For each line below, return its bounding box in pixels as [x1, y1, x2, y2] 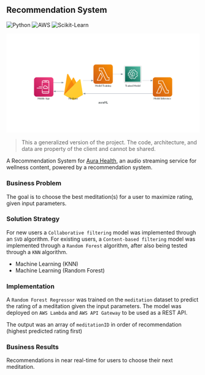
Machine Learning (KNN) [15, 260, 79, 268]
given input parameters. [6, 199, 67, 207]
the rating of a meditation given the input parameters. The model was [6, 303, 182, 310]
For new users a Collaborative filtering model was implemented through [6, 228, 196, 236]
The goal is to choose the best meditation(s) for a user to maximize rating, [6, 193, 193, 200]
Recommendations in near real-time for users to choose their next [6, 357, 173, 364]
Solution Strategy [6, 215, 60, 223]
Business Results [6, 343, 60, 352]
